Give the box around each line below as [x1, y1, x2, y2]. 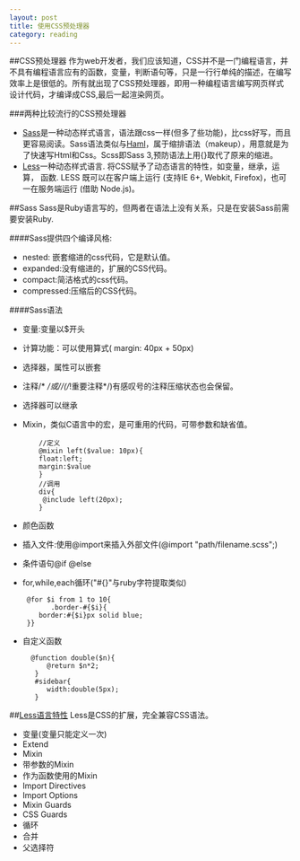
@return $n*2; [46, 662, 99, 671]
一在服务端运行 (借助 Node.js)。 [21, 183, 141, 194]
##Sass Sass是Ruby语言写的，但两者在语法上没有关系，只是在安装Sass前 [9, 203, 282, 214]
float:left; [39, 454, 83, 463]
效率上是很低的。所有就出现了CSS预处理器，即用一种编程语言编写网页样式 [9, 78, 285, 89]
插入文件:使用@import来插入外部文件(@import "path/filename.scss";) [21, 540, 279, 550]
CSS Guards [21, 809, 68, 820]
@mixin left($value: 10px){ [39, 446, 143, 456]
